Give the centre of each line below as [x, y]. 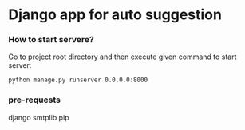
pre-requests [35, 100]
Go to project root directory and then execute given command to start [122, 57]
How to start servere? [51, 40]
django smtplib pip [39, 117]
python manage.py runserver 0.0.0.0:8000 [78, 80]
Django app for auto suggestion [115, 15]
